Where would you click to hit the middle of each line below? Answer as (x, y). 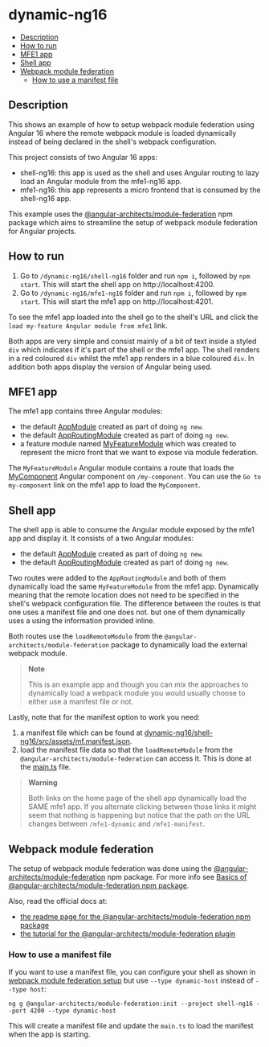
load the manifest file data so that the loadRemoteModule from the (126, 750)
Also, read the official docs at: (58, 901)
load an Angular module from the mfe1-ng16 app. (101, 181)
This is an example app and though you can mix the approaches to (138, 684)
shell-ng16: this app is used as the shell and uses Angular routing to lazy (139, 172)
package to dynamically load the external (179, 645)
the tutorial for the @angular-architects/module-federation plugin (128, 934)
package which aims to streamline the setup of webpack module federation (133, 222)
